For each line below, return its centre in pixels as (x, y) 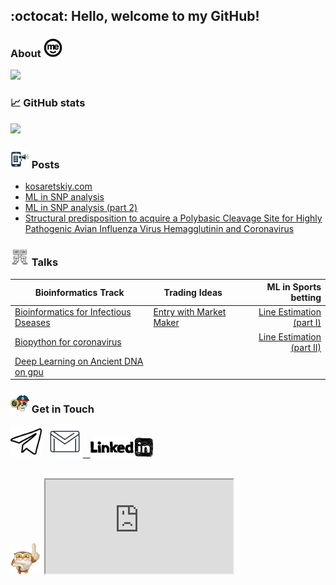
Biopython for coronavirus (68, 342)
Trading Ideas (193, 292)
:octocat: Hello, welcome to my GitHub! (135, 16)
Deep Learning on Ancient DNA (79, 361)
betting (306, 298)
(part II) (306, 347)
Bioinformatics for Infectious (73, 312)
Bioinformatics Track (79, 292)
